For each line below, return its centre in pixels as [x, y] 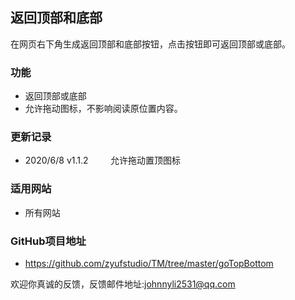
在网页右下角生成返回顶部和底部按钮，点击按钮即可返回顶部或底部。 [150, 44]
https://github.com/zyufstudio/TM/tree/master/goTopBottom [149, 263]
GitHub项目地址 [48, 241]
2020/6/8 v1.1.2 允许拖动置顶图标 [102, 160]
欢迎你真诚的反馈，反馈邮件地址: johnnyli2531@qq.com [123, 284]
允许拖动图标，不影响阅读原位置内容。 [103, 109]
